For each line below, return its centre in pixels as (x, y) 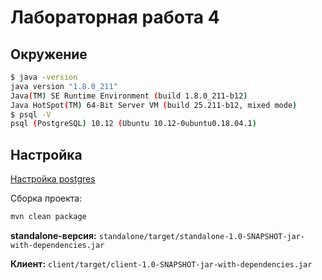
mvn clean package (48, 217)
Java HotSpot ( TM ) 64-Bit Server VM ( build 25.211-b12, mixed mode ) (154, 105)
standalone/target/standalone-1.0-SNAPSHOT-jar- (202, 236)
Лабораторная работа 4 (115, 17)
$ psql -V (31, 114)
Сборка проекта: (46, 198)
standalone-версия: (53, 235)
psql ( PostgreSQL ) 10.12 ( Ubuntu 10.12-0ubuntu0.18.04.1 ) (133, 124)
